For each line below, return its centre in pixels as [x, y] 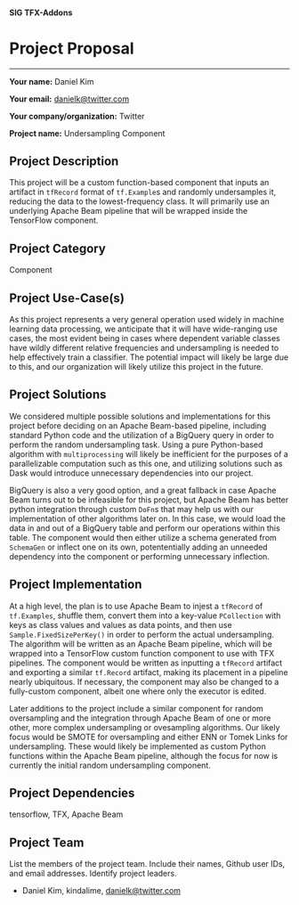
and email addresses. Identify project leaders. [93, 874]
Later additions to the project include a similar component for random [137, 708]
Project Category [58, 248]
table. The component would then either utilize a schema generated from [143, 537]
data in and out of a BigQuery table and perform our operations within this [145, 528]
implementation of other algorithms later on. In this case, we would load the [148, 518]
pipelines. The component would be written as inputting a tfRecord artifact [146, 663]
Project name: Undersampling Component [87, 133]
